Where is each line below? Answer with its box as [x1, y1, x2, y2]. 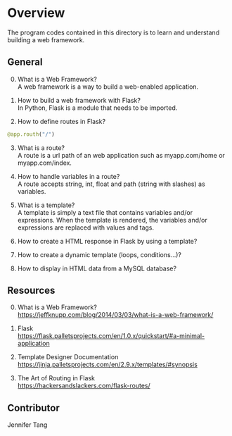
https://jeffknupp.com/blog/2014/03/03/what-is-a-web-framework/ [17, 311, 214, 319]
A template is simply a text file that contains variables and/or [17, 208, 193, 216]
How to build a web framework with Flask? [17, 96, 141, 104]
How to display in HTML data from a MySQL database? [17, 264, 177, 273]
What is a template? [17, 201, 75, 209]
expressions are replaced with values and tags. [17, 223, 155, 232]
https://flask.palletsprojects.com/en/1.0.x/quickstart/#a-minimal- [17, 332, 205, 340]
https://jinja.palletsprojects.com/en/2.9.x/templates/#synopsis [17, 361, 198, 369]
